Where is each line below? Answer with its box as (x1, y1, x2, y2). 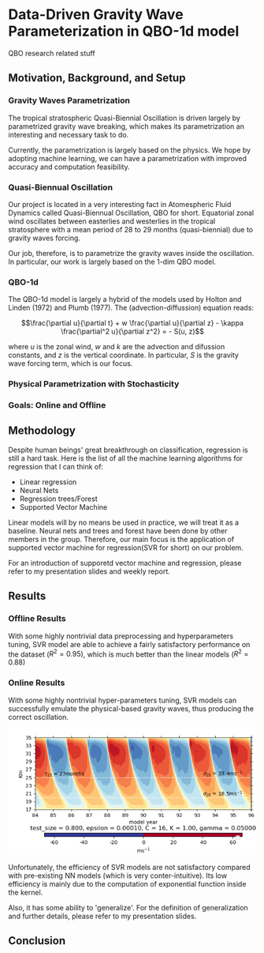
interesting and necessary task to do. (8, 130, 129, 139)
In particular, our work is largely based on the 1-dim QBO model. (8, 257, 217, 266)
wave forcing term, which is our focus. (8, 359, 133, 368)
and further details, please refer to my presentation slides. (8, 911, 197, 921)
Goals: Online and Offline (8, 400, 106, 411)
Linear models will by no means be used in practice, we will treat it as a (8, 518, 239, 527)
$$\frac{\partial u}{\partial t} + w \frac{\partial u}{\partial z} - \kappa (20, 318, 244, 328)
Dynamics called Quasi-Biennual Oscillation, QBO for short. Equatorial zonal (8, 208, 255, 217)
